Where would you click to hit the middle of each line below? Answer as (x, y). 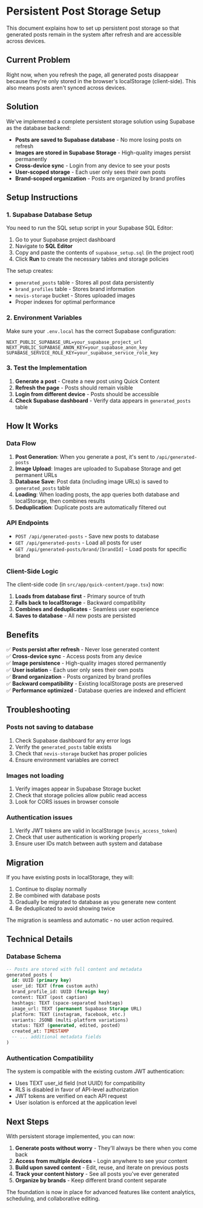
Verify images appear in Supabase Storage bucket (78, 789)
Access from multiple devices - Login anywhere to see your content (101, 1161)
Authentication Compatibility (50, 1058)
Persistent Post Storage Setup (84, 11)
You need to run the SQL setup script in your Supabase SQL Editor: (90, 228)
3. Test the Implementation (47, 368)
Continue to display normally (51, 889)
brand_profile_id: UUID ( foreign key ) (61, 992)
